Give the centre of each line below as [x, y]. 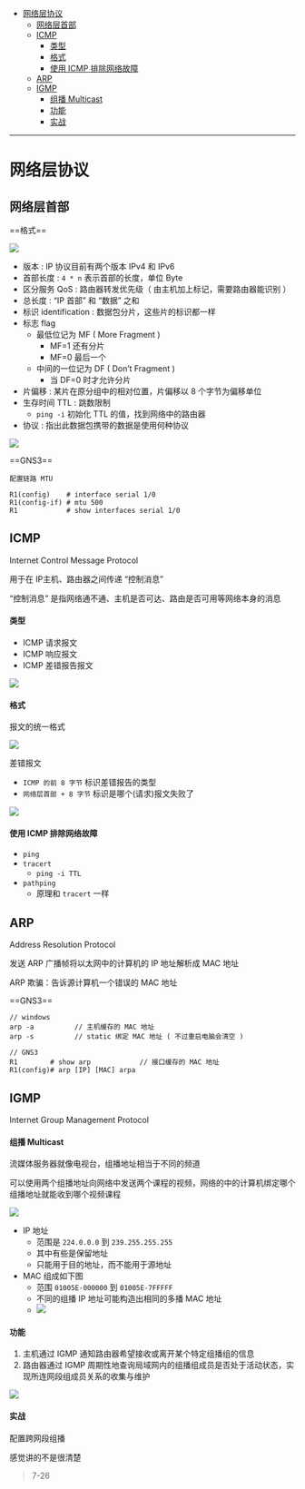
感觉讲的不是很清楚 [45, 1457]
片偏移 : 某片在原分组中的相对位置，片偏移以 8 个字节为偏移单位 [142, 391]
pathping [39, 883]
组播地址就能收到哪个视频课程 [65, 1194]
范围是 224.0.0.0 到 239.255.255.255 [104, 1242]
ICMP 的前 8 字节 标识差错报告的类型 [89, 783]
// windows [30, 1018]
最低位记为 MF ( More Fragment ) [98, 335]
